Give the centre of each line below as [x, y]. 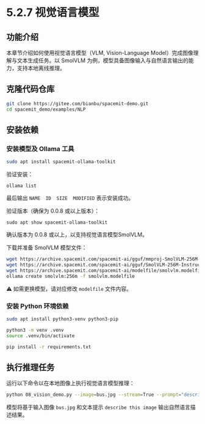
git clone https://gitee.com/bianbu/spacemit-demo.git [77, 104]
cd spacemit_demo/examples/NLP [46, 109]
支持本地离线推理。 [41, 68]
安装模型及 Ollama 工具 [40, 148]
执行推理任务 [31, 367]
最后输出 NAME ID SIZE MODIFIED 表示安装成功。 [70, 198]
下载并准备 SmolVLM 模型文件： [47, 247]
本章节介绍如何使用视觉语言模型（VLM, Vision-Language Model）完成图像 [100, 53]
